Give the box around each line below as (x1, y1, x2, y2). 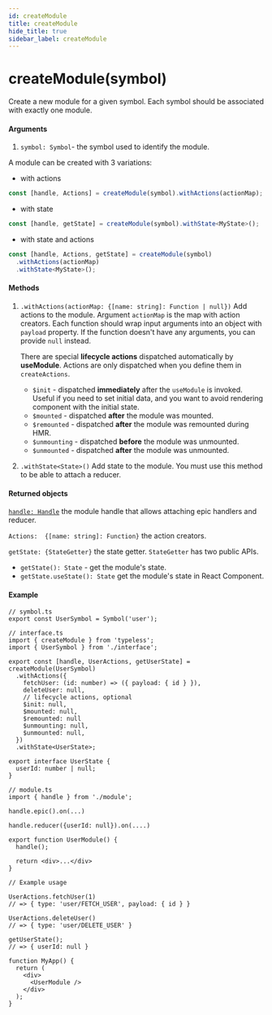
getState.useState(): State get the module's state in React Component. (19, 571, 265, 581)
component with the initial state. (32, 402, 140, 411)
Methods (8, 283, 40, 293)
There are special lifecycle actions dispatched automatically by (19, 351, 234, 361)
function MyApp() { (8, 957, 75, 965)
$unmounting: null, (23, 722, 89, 730)
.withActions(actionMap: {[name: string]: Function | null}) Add (19, 301, 248, 310)
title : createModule (8, 20, 79, 28)
